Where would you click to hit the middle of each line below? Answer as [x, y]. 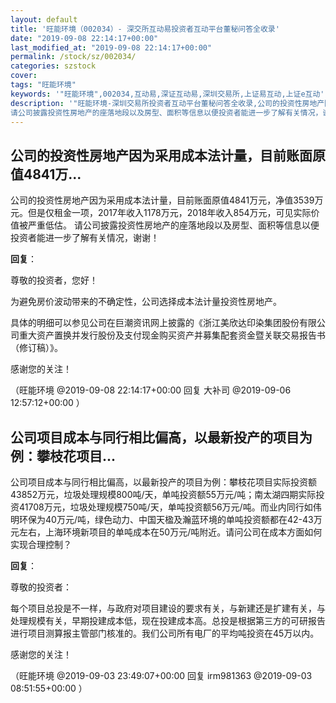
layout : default [44, 19]
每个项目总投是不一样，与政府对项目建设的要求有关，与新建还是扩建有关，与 [168, 608]
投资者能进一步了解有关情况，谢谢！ [85, 238]
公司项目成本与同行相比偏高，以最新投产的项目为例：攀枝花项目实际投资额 [163, 482]
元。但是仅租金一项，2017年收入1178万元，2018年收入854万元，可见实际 [161, 213]
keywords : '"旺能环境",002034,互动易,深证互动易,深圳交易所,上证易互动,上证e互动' [167, 94]
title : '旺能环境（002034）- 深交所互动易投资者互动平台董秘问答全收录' [145, 29]
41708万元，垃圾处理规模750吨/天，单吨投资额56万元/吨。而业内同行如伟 [170, 507]
